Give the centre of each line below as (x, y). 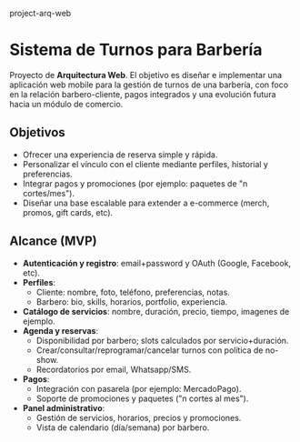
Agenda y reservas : (60, 330)
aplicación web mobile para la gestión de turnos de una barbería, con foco (149, 85)
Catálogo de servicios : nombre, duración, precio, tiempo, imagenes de (156, 311)
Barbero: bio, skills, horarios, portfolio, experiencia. (132, 301)
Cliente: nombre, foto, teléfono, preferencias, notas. (133, 292)
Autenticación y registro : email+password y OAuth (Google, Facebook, (157, 263)
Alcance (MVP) (53, 241)
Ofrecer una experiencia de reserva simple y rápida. (120, 155)
